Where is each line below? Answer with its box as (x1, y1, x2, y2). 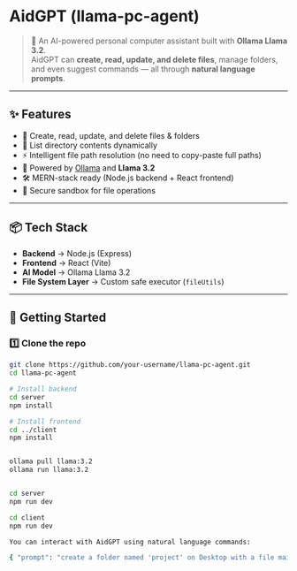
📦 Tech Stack (9, 220, 88, 235)
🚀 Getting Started (9, 309, 107, 324)
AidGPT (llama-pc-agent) (9, 6, 201, 27)
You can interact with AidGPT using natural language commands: (9, 537, 251, 546)
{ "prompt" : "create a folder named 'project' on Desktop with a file (9, 553, 275, 562)
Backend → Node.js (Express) (21, 247, 133, 258)
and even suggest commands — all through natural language (30, 64, 255, 74)
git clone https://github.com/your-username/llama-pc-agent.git (9, 361, 251, 369)
